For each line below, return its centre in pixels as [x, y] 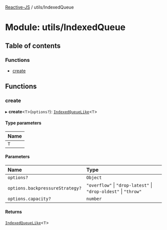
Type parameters [23, 123]
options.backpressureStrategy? [45, 188]
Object [94, 177]
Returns [14, 212]
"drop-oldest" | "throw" [114, 191]
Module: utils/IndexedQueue [65, 27]
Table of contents [33, 46]
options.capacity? [29, 199]
